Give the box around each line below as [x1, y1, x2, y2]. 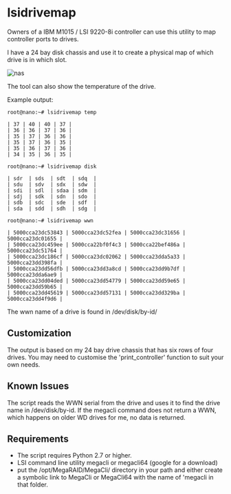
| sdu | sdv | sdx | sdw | [7, 181, 97, 188]
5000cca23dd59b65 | [7, 283, 63, 290]
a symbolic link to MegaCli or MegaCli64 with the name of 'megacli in [16, 473, 214, 482]
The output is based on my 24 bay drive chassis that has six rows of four [7, 345, 214, 354]
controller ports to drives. [7, 34, 79, 43]
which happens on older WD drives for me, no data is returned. [7, 413, 186, 421]
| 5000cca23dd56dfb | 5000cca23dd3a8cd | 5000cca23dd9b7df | [7, 265, 186, 272]
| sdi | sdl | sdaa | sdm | [7, 187, 97, 194]
